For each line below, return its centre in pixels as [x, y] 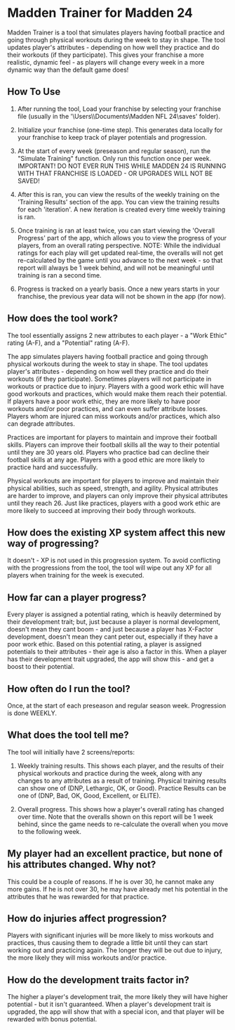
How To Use [34, 92]
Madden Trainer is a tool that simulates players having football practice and [116, 32]
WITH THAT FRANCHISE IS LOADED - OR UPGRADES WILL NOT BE [115, 173]
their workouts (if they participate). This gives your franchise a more [106, 55]
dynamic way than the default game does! [68, 70]
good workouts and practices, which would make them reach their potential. [117, 393]
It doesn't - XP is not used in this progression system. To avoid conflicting [114, 561]
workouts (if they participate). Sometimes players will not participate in [109, 379]
